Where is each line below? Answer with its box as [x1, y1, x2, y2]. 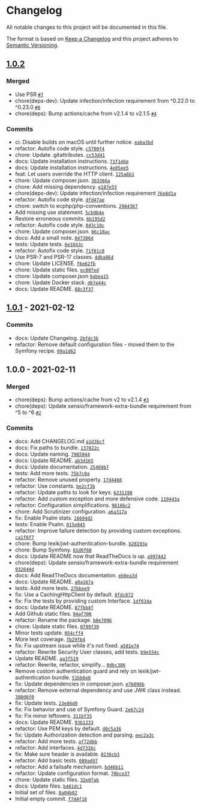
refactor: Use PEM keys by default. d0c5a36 [14, 724, 122, 732]
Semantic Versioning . [6, 41, 59, 49]
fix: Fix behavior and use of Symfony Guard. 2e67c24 [14, 705, 145, 712]
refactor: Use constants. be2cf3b [14, 482, 95, 490]
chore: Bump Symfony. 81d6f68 [14, 546, 92, 553]
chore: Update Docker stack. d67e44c [14, 279, 107, 286]
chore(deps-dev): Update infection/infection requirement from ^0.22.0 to [14, 97, 195, 104]
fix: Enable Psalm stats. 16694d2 [14, 514, 93, 521]
